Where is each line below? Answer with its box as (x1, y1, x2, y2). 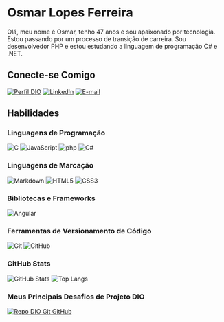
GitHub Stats (7, 259, 51, 268)
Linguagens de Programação (7, 128, 106, 138)
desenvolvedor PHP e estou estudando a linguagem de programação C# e (7, 42, 218, 50)
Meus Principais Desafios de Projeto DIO (7, 292, 145, 301)
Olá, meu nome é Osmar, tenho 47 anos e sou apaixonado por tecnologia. (7, 27, 216, 36)
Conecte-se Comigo (7, 69, 96, 81)
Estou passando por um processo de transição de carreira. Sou (7, 34, 187, 43)
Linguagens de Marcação (7, 161, 94, 170)
